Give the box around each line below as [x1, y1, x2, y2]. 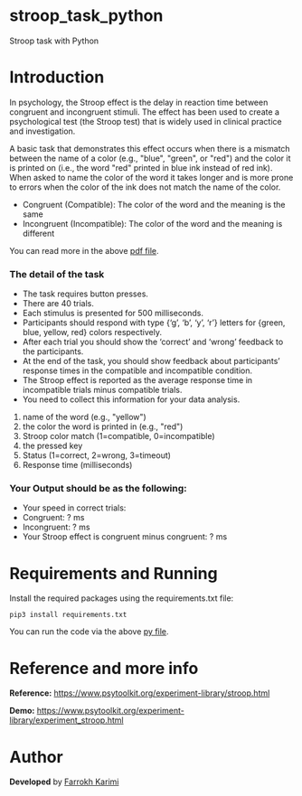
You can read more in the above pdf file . [9, 245, 159, 256]
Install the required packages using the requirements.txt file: [9, 593, 234, 604]
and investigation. [9, 126, 76, 136]
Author [9, 746, 63, 767]
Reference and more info [9, 658, 199, 679]
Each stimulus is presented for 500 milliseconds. [22, 308, 203, 319]
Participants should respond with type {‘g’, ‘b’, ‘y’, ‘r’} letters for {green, [22, 317, 286, 328]
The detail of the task [9, 267, 105, 280]
